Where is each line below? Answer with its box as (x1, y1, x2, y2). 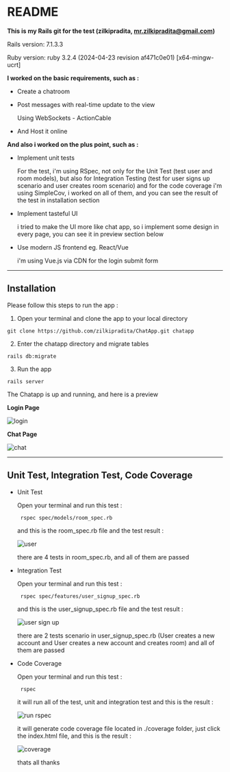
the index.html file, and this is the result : (16, 732, 131, 740)
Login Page (7, 403, 40, 411)
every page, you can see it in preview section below (16, 230, 164, 238)
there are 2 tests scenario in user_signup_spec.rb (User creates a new (16, 631, 215, 640)
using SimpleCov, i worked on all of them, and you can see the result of (16, 189, 218, 197)
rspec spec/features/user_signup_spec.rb (20, 592, 140, 600)
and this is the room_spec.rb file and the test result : (16, 526, 164, 535)
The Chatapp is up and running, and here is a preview (7, 390, 159, 398)
